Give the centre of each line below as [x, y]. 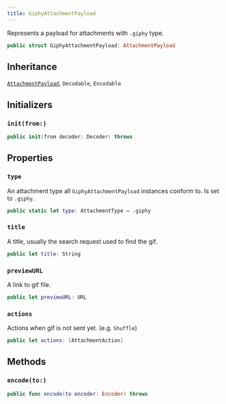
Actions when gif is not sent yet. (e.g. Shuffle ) [72, 328]
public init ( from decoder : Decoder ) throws [70, 137]
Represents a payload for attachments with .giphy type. [85, 33]
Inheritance [32, 67]
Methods [27, 362]
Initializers [30, 104]
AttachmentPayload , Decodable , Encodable [64, 84]
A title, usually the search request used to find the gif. [82, 241]
